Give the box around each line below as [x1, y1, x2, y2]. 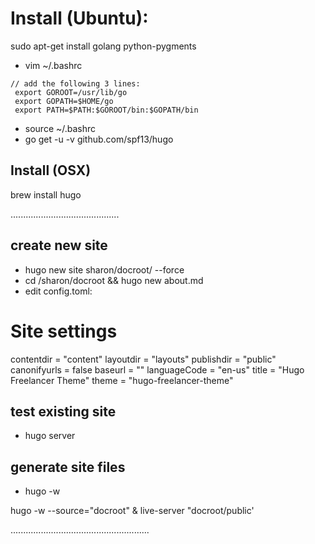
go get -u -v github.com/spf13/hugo [24, 133, 174, 145]
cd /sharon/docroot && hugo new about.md [24, 274, 204, 286]
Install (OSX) [10, 162, 92, 179]
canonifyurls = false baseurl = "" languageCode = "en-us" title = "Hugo [10, 363, 305, 376]
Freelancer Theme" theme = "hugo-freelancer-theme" [10, 374, 234, 386]
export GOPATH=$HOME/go [14, 96, 114, 106]
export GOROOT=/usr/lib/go [14, 87, 128, 97]
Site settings [10, 320, 118, 342]
